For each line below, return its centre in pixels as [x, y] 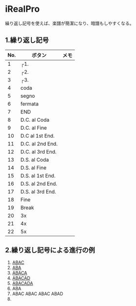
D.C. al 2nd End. [39, 143]
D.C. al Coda [35, 120]
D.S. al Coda [35, 160]
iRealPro [23, 9]
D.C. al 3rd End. [38, 152]
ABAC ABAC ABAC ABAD [38, 294]
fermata [29, 104]
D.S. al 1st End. [38, 175]
